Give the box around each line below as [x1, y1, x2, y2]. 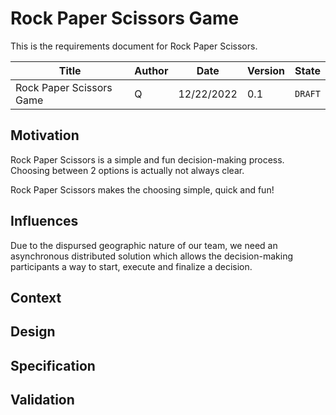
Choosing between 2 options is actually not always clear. [10, 164, 245, 176]
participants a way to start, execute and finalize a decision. [10, 260, 253, 272]
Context [10, 289, 62, 306]
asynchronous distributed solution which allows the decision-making [10, 250, 294, 262]
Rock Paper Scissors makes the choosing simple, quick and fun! [10, 183, 275, 196]
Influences [10, 213, 79, 230]
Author [134, 63, 169, 77]
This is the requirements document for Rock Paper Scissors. [10, 40, 258, 52]
